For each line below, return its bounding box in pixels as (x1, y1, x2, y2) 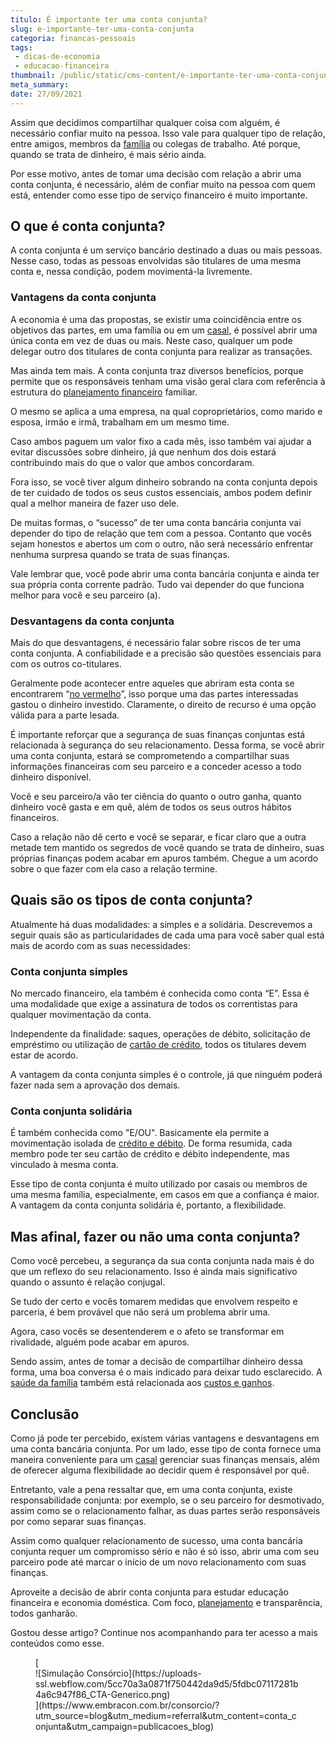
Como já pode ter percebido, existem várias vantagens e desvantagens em (10, 1432, 320, 1445)
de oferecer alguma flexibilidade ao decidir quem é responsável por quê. (10, 1464, 310, 1476)
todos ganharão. (10, 1607, 78, 1620)
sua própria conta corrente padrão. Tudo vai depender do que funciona (10, 578, 305, 590)
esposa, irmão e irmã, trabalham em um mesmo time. (10, 416, 230, 428)
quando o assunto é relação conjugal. (10, 1276, 166, 1288)
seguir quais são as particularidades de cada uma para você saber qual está (10, 929, 325, 941)
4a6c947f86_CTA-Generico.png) (35, 1689, 171, 1701)
